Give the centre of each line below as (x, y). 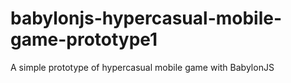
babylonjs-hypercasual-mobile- (146, 18)
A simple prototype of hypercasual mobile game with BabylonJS (142, 67)
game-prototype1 (84, 39)
